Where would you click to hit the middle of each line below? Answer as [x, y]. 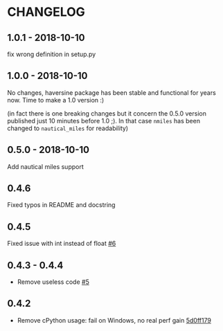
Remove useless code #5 [53, 282]
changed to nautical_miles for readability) [68, 128]
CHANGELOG [46, 12]
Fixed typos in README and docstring [61, 205]
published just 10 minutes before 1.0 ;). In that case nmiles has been [104, 120]
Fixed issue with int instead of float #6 [62, 244]
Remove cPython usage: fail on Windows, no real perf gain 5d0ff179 [114, 320]
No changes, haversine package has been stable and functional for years [111, 92]
